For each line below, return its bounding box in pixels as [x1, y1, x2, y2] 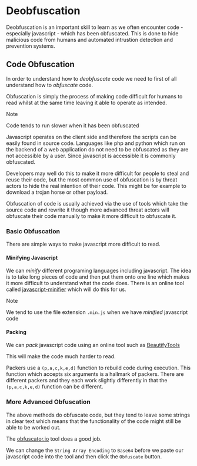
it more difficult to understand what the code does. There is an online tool [6, 280, 184, 287]
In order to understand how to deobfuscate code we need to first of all [6, 75, 177, 82]
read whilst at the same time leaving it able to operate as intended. [6, 99, 168, 106]
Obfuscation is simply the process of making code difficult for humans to [6, 92, 183, 100]
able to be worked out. [6, 424, 61, 431]
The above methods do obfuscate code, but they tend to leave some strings [6, 411, 190, 418]
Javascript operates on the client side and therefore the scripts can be [6, 133, 177, 140]
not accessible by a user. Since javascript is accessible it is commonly [6, 152, 176, 159]
